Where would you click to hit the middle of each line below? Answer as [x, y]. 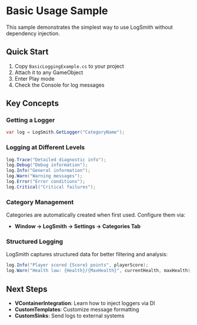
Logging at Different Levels [46, 147]
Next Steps [27, 289]
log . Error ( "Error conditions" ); [46, 182]
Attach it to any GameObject [49, 72]
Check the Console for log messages [59, 85]
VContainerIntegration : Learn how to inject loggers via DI [85, 303]
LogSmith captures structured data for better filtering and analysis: [87, 254]
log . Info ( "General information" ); [49, 171]
